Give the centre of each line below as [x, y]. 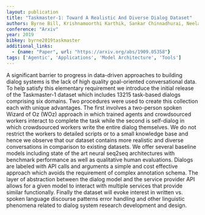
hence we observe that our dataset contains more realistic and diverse [95, 140]
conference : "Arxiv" [33, 29]
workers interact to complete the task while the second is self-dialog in [95, 121]
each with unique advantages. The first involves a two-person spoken [94, 107]
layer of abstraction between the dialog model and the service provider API [101, 179]
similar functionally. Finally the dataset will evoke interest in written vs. [95, 192]
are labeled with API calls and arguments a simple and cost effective [92, 166]
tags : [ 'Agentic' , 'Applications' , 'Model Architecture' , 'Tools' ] [94, 58]
